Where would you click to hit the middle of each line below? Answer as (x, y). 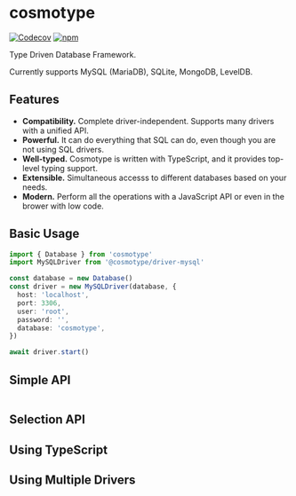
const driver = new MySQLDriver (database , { (93, 287)
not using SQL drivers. (63, 149)
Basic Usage (44, 234)
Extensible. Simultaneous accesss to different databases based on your (154, 177)
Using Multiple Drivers (72, 480)
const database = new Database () (71, 279)
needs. (35, 187)
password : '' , (43, 319)
